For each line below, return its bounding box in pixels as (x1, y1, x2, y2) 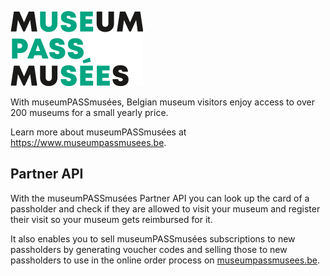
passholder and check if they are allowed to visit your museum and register (10, 202, 321, 215)
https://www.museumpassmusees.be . (10, 137, 167, 148)
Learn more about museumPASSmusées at (10, 126, 187, 138)
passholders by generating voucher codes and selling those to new (10, 243, 288, 255)
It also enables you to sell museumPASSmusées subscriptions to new (10, 232, 296, 245)
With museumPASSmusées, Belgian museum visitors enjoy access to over (10, 96, 315, 108)
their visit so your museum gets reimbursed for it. (10, 213, 213, 225)
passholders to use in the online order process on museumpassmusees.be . (10, 254, 320, 266)
